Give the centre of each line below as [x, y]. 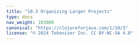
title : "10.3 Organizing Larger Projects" [59, 11]
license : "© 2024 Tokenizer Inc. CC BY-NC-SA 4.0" [70, 33]
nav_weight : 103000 [30, 22]
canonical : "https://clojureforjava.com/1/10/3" [67, 28]
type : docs [20, 17]
